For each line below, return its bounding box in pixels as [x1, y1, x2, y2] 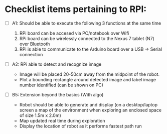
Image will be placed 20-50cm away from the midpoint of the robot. [19, 71, 160, 77]
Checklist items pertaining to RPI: [5, 4, 147, 15]
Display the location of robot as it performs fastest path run [19, 123, 142, 129]
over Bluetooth [19, 41, 50, 47]
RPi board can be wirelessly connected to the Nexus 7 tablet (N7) [19, 36, 155, 41]
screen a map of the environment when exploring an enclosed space [19, 107, 161, 113]
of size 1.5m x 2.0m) [19, 112, 61, 118]
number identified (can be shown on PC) [19, 82, 104, 88]
